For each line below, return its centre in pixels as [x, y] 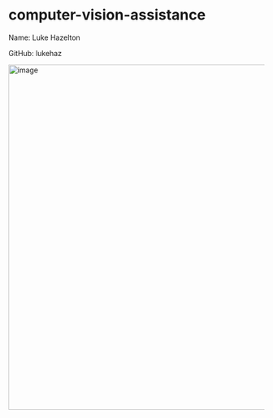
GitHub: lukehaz [35, 53]
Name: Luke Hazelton [45, 37]
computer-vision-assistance [107, 15]
